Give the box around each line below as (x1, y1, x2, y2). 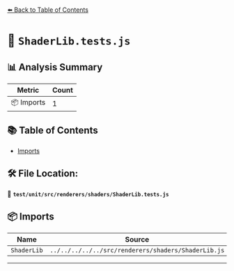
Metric (17, 86, 40, 95)
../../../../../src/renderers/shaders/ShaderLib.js (49, 247, 225, 254)
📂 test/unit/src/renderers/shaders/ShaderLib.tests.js (7, 189, 169, 198)
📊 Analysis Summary (7, 61, 103, 73)
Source (125, 235, 150, 245)
